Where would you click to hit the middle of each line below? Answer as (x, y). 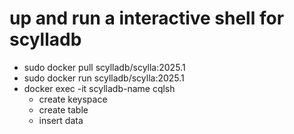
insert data (61, 120)
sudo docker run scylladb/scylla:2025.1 (104, 78)
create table (63, 109)
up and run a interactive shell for (147, 18)
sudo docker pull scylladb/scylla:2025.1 (104, 67)
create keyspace (73, 99)
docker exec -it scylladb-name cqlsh (99, 88)
